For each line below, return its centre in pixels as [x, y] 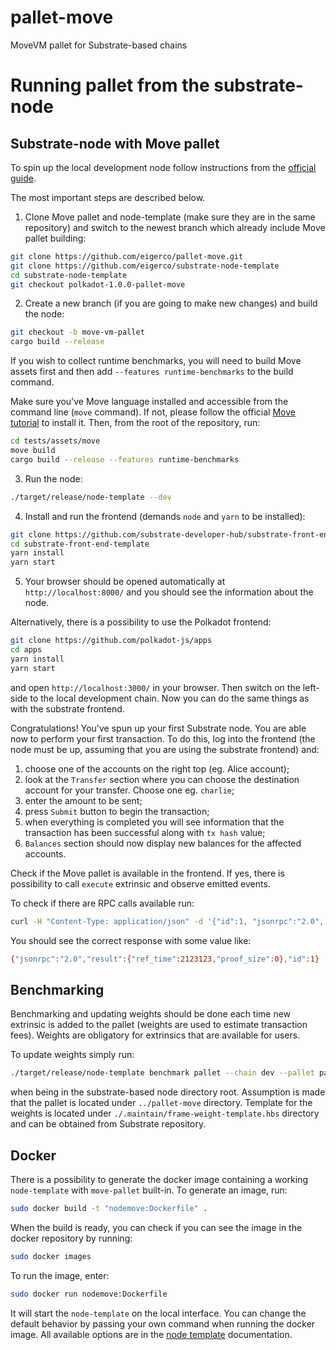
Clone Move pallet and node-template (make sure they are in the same [170, 217]
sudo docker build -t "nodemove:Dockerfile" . [109, 1208]
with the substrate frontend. [67, 708]
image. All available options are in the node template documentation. [151, 1334]
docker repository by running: [71, 1238]
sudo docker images [51, 1256]
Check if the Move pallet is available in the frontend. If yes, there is [147, 873]
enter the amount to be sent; [83, 800]
